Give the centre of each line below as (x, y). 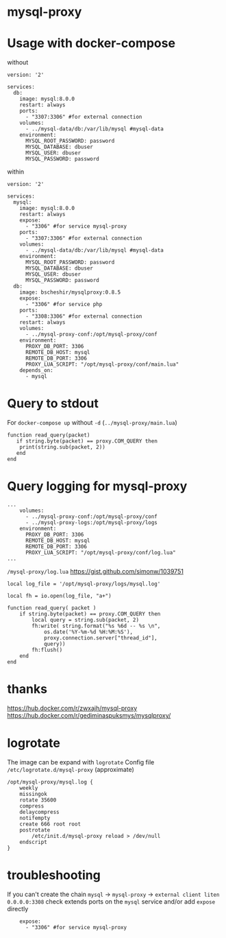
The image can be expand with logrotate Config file (81, 762)
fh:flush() (47, 650)
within (16, 172)
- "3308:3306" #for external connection (84, 316)
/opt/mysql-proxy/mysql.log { (50, 782)
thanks (27, 689)
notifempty (35, 818)
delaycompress (39, 812)
